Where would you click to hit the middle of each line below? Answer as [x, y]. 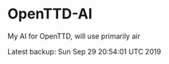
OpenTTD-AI [50, 14]
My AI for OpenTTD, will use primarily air [74, 36]
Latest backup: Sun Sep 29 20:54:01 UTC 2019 [84, 51]
